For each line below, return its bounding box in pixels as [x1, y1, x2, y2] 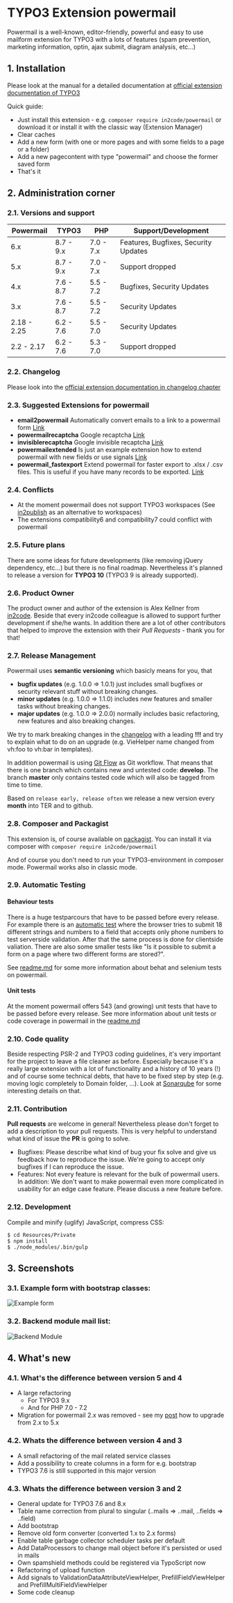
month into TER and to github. [7, 801, 94, 810]
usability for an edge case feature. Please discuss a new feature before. [17, 1185, 223, 1193]
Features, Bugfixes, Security [120, 238, 212, 247]
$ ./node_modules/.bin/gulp [7, 1243, 89, 1251]
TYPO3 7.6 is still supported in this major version [17, 1466, 156, 1475]
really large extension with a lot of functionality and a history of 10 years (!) [7, 1065, 221, 1073]
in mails [17, 1551, 40, 1559]
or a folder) [17, 144, 50, 153]
